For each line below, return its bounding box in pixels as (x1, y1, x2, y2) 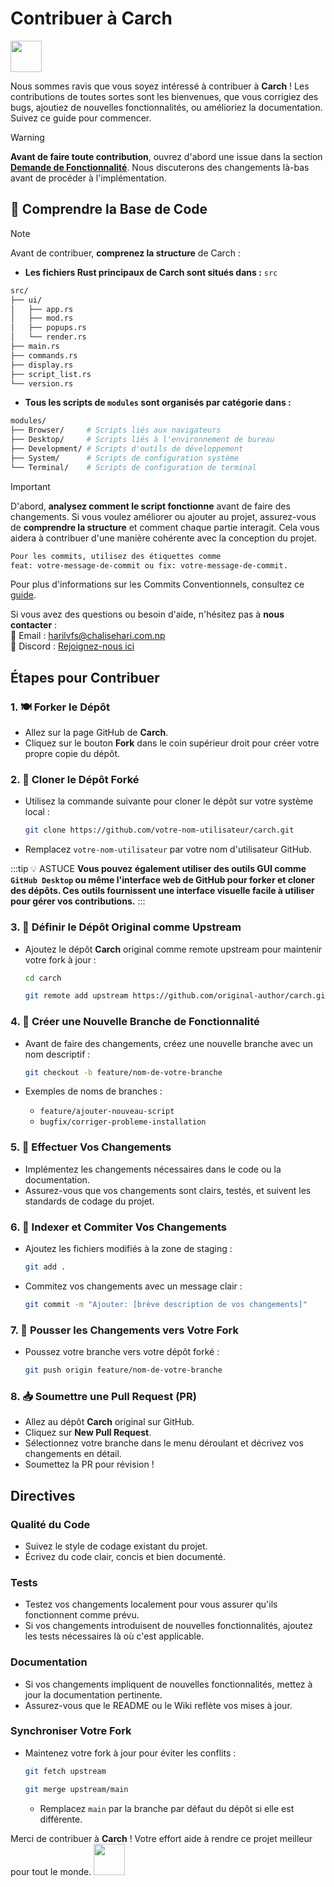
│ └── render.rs (10, 332, 87, 342)
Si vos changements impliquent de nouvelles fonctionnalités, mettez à (24, 1678, 313, 1690)
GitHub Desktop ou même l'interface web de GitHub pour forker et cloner (10, 874, 316, 886)
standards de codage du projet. (24, 1195, 155, 1207)
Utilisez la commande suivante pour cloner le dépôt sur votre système (24, 795, 314, 807)
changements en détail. (24, 1448, 122, 1460)
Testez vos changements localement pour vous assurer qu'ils (24, 1598, 278, 1611)
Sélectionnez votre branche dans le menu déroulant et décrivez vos (24, 1437, 304, 1449)
